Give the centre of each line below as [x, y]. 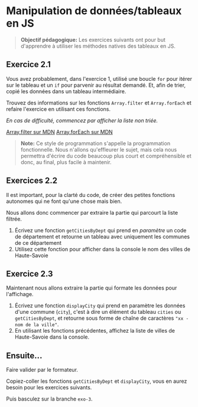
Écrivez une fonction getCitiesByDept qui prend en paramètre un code [100, 230]
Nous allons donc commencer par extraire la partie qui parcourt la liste [92, 212]
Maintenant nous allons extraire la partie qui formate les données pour [92, 288]
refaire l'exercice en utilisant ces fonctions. [59, 109]
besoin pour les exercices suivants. [49, 388]
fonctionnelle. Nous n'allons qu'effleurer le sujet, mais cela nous [99, 149]
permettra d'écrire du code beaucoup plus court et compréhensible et [106, 156]
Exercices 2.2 [32, 181]
